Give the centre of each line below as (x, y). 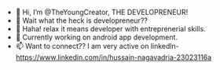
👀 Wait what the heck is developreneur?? (81, 20)
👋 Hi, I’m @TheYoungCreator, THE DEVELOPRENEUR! (102, 12)
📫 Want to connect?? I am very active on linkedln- (97, 46)
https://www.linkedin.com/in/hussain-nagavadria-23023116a (114, 57)
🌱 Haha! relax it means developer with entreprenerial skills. (110, 29)
